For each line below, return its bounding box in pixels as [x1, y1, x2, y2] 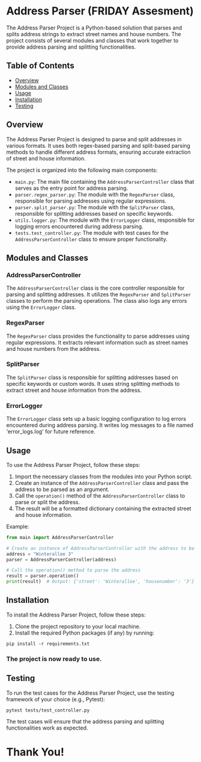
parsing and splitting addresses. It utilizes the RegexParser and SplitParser [6, 291, 191, 298]
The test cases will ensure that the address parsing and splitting [6, 718, 164, 725]
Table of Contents [6, 61, 75, 71]
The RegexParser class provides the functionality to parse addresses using [6, 332, 190, 340]
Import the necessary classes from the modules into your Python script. [14, 473, 193, 480]
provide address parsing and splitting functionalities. [6, 43, 136, 50]
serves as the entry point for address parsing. [14, 184, 128, 192]
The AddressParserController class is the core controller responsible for [6, 284, 185, 292]
